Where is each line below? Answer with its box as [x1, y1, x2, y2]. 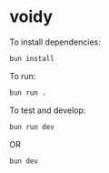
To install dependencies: [9, 36, 102, 47]
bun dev [9, 157, 39, 166]
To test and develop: [9, 105, 86, 116]
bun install [9, 54, 54, 63]
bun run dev [9, 122, 54, 131]
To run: [9, 70, 36, 81]
